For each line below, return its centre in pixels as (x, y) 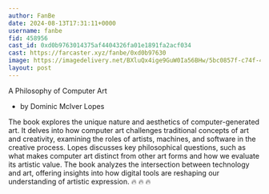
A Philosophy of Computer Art (58, 91)
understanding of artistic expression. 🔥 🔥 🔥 (80, 181)
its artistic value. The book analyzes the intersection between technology (129, 164)
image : (19, 61)
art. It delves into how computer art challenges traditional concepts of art (129, 130)
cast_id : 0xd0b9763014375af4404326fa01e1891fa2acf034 (100, 46)
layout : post (30, 68)
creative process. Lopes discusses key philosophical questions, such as (127, 147)
